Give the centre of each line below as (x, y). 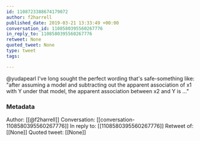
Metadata (20, 106)
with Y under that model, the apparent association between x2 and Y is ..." (98, 91)
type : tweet (21, 51)
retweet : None (24, 39)
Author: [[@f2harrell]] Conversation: (51, 119)
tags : (13, 56)
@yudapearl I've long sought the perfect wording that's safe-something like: (100, 78)
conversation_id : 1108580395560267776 (54, 28)
